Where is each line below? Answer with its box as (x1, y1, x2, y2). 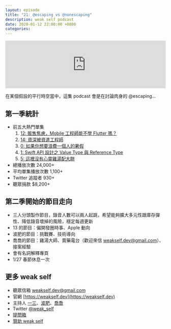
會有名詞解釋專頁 (12, 250, 49, 256)
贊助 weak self (12, 318, 43, 324)
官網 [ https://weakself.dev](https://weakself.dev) (12, 293, 116, 300)
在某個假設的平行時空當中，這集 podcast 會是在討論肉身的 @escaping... (5, 93, 156, 99)
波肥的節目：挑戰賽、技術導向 (12, 231, 75, 237)
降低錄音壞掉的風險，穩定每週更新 (21, 218, 93, 224)
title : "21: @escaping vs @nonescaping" (5, 12, 93, 17)
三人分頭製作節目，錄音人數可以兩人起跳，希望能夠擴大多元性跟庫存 (12, 212, 156, 218)
